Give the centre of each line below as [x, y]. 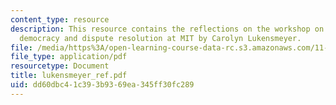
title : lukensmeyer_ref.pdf [69, 76]
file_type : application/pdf [69, 57]
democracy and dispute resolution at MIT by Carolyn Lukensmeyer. [160, 38]
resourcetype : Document [60, 66]
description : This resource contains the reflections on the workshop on [167, 29]
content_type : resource [60, 19]
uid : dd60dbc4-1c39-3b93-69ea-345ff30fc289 [102, 85]
